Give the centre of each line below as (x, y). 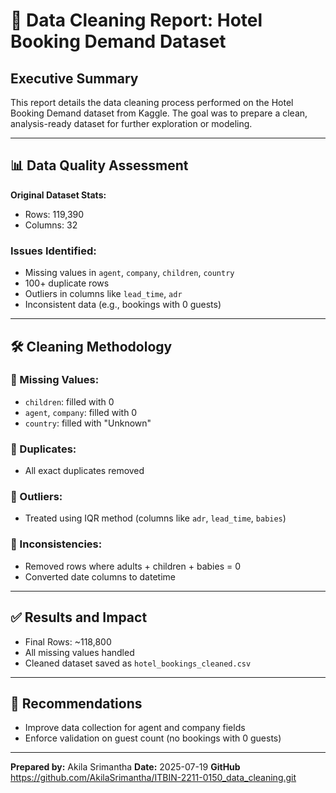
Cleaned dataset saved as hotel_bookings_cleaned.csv (138, 663)
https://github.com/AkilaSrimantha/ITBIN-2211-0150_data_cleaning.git (153, 778)
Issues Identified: (53, 251)
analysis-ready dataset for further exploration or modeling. (131, 123)
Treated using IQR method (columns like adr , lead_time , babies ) (155, 518)
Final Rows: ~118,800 (68, 641)
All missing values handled (79, 652)
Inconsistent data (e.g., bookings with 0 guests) (123, 305)
